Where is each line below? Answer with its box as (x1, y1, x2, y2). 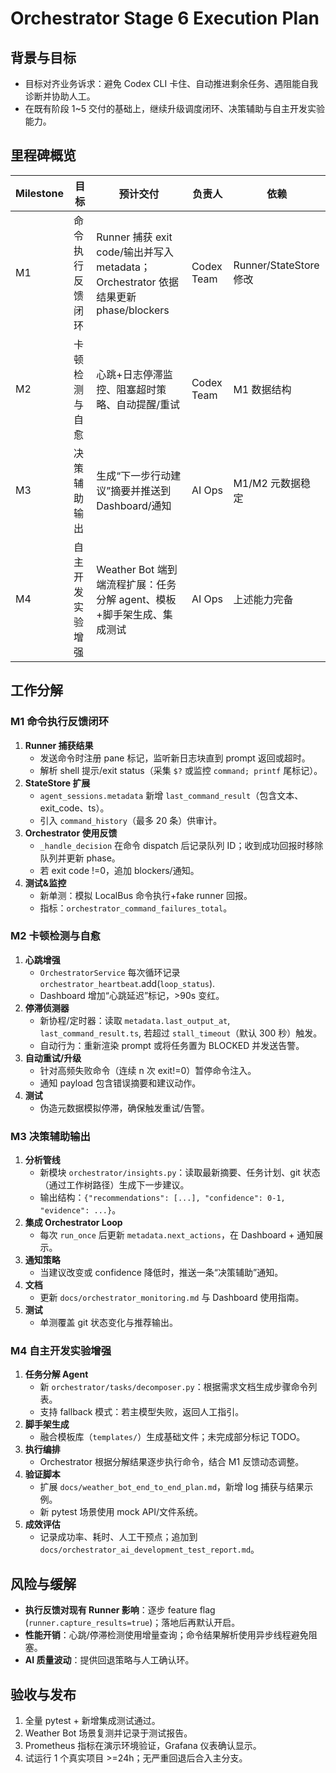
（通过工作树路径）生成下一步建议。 (39, 1179, 190, 1191)
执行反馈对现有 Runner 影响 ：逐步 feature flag (24, 1604, 216, 1616)
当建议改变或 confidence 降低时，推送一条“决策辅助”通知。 (39, 1267, 284, 1279)
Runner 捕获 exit (96, 230, 173, 244)
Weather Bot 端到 (96, 562, 178, 576)
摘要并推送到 (110, 483, 172, 497)
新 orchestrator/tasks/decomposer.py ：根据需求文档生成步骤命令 (39, 1381, 309, 1393)
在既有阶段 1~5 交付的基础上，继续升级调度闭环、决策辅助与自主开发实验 (24, 103, 325, 114)
